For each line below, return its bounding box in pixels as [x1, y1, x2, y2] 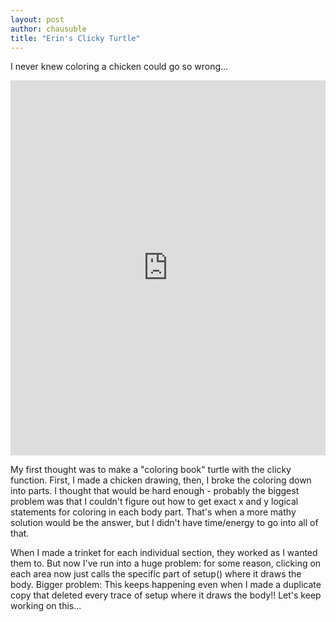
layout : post [10, 14, 65, 25]
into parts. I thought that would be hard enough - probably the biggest [10, 485, 300, 497]
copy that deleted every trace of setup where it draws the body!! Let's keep [10, 589, 322, 601]
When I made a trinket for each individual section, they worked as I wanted [10, 547, 318, 559]
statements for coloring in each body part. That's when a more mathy [10, 506, 297, 518]
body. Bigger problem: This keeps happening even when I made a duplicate [10, 579, 322, 591]
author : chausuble [10, 24, 87, 34]
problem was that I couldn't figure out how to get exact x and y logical [10, 496, 299, 508]
